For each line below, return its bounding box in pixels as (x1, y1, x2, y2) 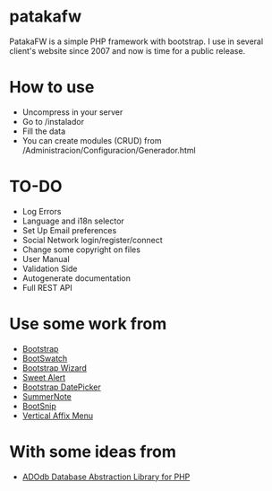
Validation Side (21, 263, 78, 274)
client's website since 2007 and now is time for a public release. (9, 45, 246, 56)
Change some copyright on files (21, 244, 141, 255)
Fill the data (21, 126, 66, 136)
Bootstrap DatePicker (21, 381, 101, 392)
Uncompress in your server (21, 106, 123, 118)
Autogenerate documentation (21, 272, 132, 284)
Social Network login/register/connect (21, 234, 163, 245)
